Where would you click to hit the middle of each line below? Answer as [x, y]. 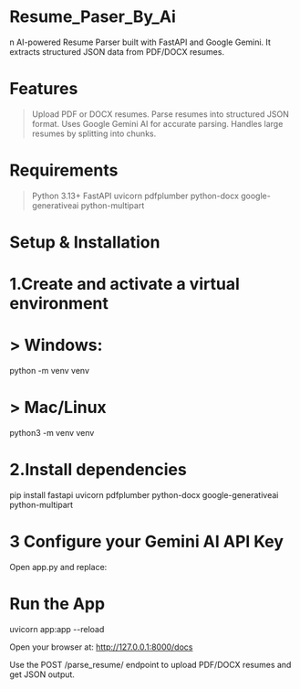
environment [59, 304]
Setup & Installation [85, 242]
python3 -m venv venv [52, 433]
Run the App [57, 604]
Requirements [64, 170]
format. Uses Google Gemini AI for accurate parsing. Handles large [157, 123]
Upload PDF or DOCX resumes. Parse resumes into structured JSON [160, 114]
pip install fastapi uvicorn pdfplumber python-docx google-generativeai [144, 495]
